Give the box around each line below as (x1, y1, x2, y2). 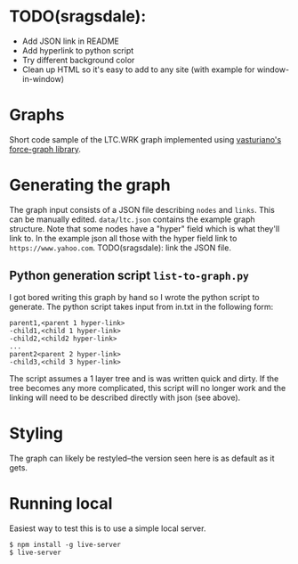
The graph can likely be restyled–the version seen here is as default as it (9, 453, 275, 463)
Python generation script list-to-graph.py (9, 268, 249, 283)
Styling (9, 423, 64, 443)
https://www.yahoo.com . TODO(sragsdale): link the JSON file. (9, 242, 231, 253)
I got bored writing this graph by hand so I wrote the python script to (9, 291, 260, 302)
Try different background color (21, 54, 135, 65)
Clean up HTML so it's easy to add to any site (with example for (21, 64, 255, 75)
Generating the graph (9, 176, 171, 195)
